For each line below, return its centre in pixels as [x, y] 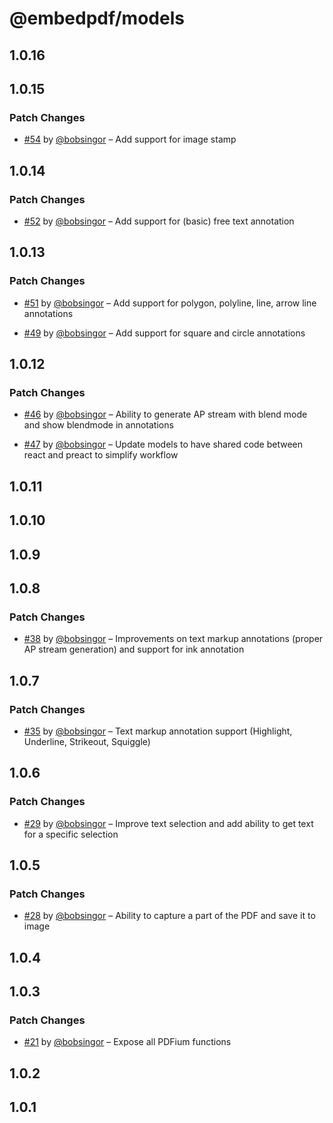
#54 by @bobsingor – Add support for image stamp [130, 139]
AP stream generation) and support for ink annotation [134, 649]
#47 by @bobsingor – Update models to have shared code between [163, 444]
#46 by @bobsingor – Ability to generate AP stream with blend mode [165, 414]
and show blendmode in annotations [98, 425]
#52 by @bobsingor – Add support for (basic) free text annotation [159, 221]
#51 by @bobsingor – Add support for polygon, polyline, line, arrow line [170, 303]
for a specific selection [71, 834]
